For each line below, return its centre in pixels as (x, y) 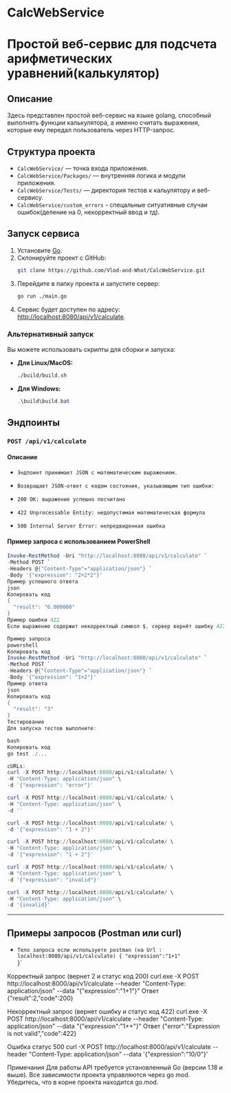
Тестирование (26, 722)
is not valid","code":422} (42, 1034)
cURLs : (16, 766)
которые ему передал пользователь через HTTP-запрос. (91, 130)
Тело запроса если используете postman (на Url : (90, 950)
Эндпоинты (34, 423)
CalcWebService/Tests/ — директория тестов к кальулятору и (106, 190)
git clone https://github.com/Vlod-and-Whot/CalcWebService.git (111, 270)
